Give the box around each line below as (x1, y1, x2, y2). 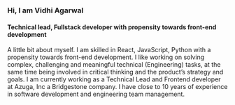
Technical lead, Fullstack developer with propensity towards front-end (7, 23, 217, 31)
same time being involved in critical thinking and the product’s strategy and (7, 68, 224, 76)
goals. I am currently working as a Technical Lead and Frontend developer (7, 75, 222, 83)
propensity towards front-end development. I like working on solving (7, 53, 205, 61)
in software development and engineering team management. (7, 90, 185, 99)
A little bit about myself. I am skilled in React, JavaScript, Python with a (7, 46, 211, 54)
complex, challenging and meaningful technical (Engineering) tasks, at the (7, 60, 221, 69)
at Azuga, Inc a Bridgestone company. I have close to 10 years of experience (7, 83, 228, 91)
